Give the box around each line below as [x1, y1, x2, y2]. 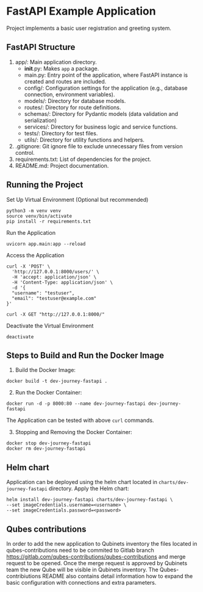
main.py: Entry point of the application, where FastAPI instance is [24, 71, 188, 79]
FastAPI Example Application [6, 4, 157, 18]
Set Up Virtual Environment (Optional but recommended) [6, 196, 149, 203]
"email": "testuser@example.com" [12, 295, 97, 301]
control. [15, 149, 35, 156]
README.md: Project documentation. [15, 162, 109, 169]
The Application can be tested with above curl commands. [6, 416, 154, 424]
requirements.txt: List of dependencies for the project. [15, 155, 151, 163]
